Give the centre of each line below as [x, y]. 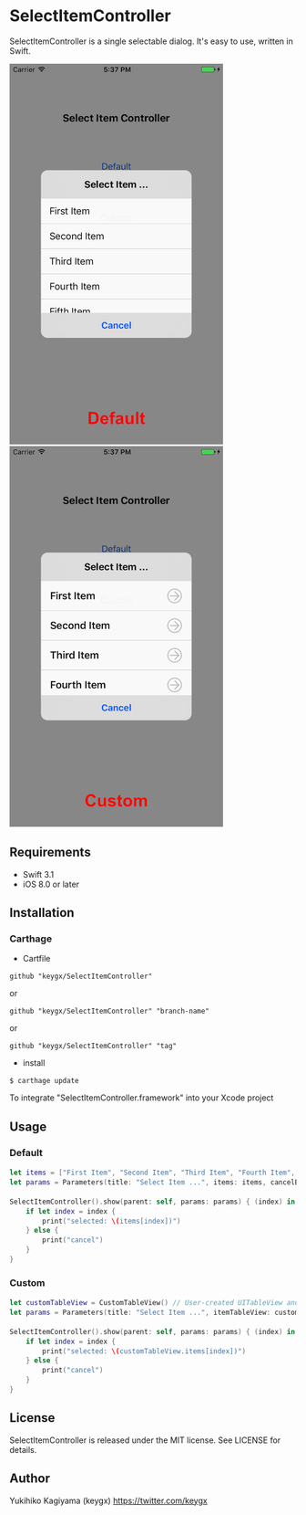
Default [26, 1152]
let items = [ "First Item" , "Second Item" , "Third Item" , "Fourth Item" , [153, 1173]
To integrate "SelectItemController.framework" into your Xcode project [142, 1098]
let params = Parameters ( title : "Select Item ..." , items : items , [138, 1183]
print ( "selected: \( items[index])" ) [112, 1221]
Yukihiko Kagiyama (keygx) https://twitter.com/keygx [108, 1500]
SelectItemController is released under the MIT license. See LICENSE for [145, 1440]
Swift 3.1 [38, 874]
